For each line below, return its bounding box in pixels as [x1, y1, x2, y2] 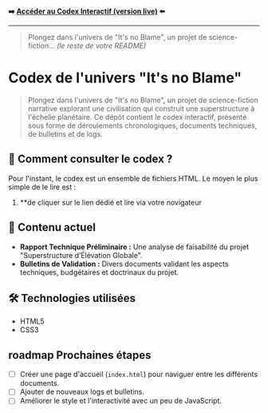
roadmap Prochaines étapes [8, 348, 152, 362]
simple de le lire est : [8, 182, 77, 192]
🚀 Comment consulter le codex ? [8, 153, 173, 166]
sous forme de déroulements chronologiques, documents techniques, [27, 121, 258, 130]
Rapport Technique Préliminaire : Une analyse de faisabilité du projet [19, 242, 250, 252]
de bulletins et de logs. [27, 129, 103, 138]
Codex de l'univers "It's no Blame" [8, 69, 242, 87]
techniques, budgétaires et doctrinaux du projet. [19, 267, 179, 277]
